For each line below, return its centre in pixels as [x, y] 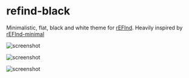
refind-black [38, 11]
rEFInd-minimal [25, 34]
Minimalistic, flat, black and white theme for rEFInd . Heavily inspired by [94, 28]
